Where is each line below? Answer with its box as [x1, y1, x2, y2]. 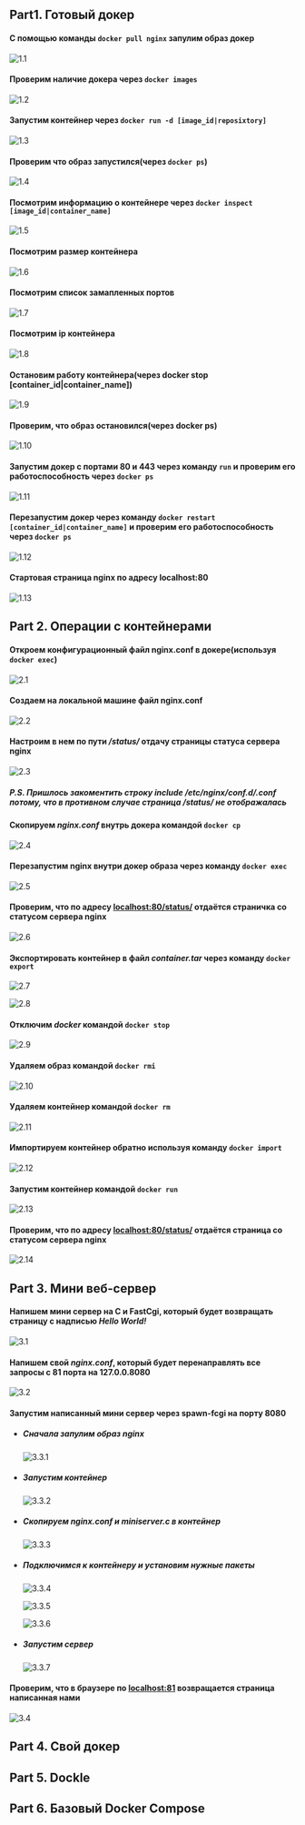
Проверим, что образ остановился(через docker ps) [9, 420, 218, 431]
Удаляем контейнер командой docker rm [9, 1101, 171, 1112]
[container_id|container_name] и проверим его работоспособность [9, 522, 274, 532]
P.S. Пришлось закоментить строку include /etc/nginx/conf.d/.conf [9, 786, 277, 797]
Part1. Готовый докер [9, 7, 135, 23]
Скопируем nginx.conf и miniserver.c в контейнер [22, 1516, 221, 1527]
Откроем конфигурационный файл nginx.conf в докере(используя [9, 644, 277, 655]
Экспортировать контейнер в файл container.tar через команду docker [9, 952, 291, 963]
